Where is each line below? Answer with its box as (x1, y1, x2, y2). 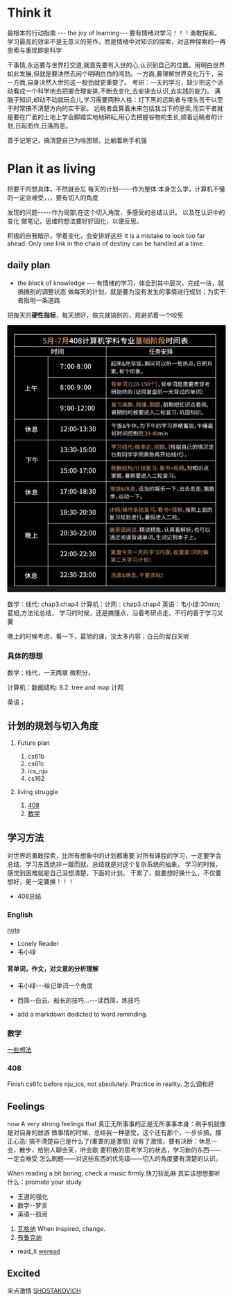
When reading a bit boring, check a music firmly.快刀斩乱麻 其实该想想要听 (7, 1169, 221, 1178)
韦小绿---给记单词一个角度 (17, 981, 94, 990)
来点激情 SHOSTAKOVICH (7, 1286, 81, 1295)
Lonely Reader (17, 939, 59, 947)
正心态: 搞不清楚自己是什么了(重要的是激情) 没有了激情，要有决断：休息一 (7, 1137, 218, 1146)
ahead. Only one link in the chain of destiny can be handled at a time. (7, 239, 205, 248)
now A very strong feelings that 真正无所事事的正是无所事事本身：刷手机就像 (7, 1120, 226, 1128)
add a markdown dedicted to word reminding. (17, 1010, 148, 1018)
